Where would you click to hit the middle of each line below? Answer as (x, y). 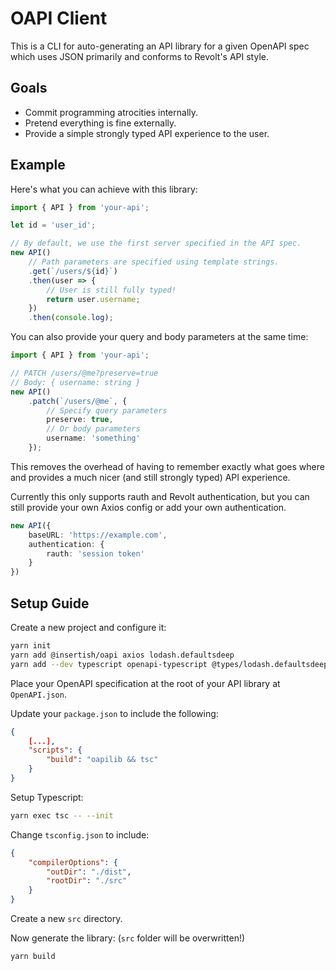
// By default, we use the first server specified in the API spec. (156, 243)
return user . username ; (93, 299)
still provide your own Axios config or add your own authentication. (148, 507)
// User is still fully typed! (111, 290)
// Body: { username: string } (75, 382)
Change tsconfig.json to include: (80, 834)
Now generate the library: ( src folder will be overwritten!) (128, 938)
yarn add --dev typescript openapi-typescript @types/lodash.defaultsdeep (169, 664)
